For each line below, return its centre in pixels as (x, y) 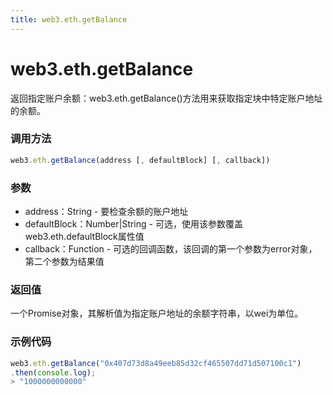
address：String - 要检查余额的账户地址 (106, 212)
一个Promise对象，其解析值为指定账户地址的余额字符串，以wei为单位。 (157, 313)
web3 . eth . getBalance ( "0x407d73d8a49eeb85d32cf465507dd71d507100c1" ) (156, 363)
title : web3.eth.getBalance (69, 19)
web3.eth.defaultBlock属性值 (84, 237)
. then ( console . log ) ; (53, 372)
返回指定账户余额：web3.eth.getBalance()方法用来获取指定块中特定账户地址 (166, 98)
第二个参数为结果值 (64, 262)
